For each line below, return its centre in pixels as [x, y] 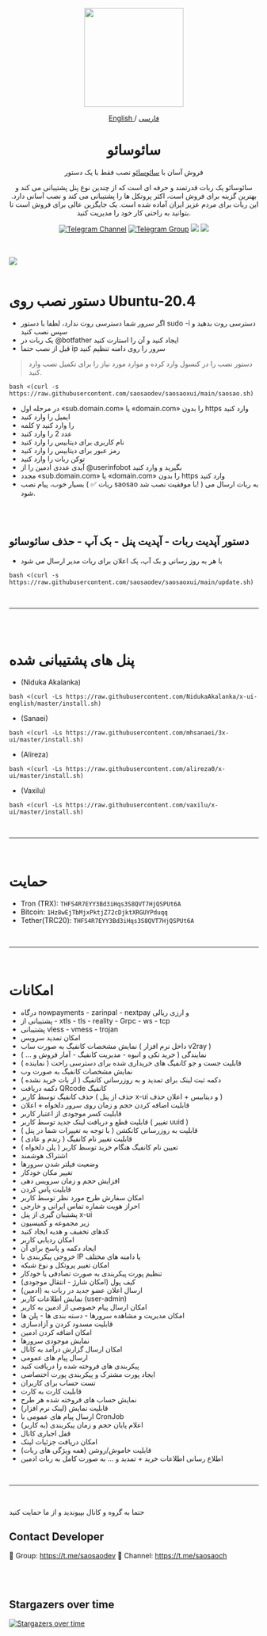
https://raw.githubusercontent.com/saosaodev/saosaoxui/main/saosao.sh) [132, 393]
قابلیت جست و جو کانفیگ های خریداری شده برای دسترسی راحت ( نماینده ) [131, 1062]
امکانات [31, 990]
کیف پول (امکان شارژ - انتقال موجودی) [78, 1281]
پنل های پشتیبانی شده [72, 660]
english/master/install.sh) [55, 704]
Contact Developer [57, 1537]
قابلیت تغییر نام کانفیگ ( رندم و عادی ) [76, 1138]
